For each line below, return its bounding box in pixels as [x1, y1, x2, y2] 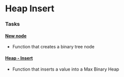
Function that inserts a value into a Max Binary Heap [12, 66, 120, 72]
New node [5, 33, 27, 38]
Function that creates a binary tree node [12, 44, 95, 50]
